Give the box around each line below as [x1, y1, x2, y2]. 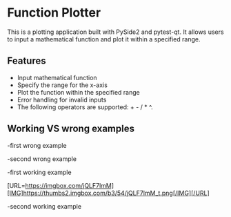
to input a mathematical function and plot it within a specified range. [7, 35, 201, 43]
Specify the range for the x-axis [17, 81, 108, 89]
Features [7, 55, 46, 67]
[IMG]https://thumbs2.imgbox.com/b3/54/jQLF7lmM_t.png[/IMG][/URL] [7, 189, 210, 197]
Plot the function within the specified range [17, 88, 140, 96]
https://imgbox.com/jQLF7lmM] [25, 181, 114, 189]
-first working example [7, 168, 72, 176]
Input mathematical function [17, 73, 98, 82]
